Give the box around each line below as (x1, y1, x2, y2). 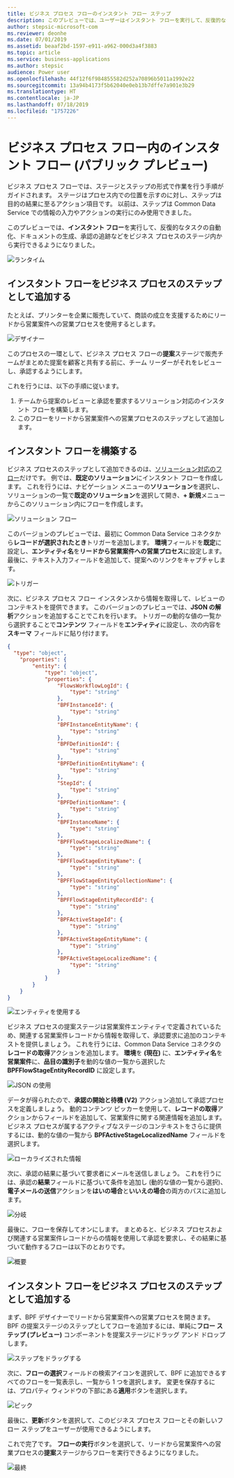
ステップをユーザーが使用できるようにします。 (20, 1425, 155, 1433)
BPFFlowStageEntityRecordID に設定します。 (7, 1066, 139, 1075)
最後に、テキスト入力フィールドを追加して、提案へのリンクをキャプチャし (7, 556, 220, 564)
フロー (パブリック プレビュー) (34, 157, 209, 173)
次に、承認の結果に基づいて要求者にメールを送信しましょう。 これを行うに (7, 1169, 222, 1178)
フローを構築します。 (31, 405, 93, 413)
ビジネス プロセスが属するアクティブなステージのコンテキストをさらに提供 (7, 1122, 221, 1131)
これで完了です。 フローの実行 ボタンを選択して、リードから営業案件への (7, 1440, 216, 1448)
